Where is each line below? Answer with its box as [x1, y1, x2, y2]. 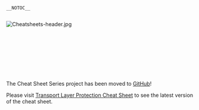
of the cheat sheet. [6, 98, 53, 105]
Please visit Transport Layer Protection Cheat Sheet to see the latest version [6, 92, 194, 99]
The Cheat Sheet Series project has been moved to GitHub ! [6, 80, 152, 87]
